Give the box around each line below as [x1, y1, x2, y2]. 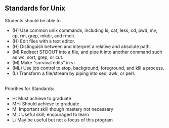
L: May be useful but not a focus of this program [12, 116, 113, 123]
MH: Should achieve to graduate [12, 101, 79, 107]
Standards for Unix [5, 4, 65, 13]
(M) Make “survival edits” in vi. [12, 59, 76, 65]
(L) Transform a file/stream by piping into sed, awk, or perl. [12, 70, 135, 76]
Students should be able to [5, 17, 61, 23]
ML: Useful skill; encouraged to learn [12, 111, 90, 117]
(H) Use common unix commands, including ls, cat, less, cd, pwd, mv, [12, 27, 157, 33]
